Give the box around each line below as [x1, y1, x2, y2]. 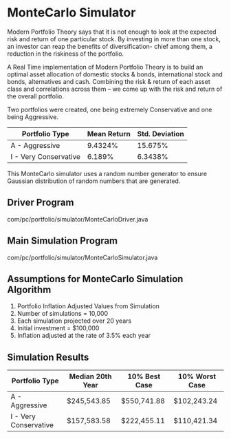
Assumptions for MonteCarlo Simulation [7, 273, 184, 285]
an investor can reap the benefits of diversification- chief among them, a [7, 42, 213, 50]
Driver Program [7, 197, 74, 208]
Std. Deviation [137, 129, 184, 138]
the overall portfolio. [7, 92, 64, 100]
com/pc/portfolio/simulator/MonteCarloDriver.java [7, 215, 148, 223]
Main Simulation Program [7, 235, 118, 247]
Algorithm [7, 283, 52, 295]
